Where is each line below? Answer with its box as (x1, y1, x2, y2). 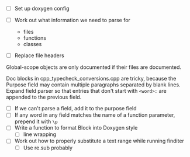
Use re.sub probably (23, 144, 73, 151)
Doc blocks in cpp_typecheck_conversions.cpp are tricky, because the (6, 75, 177, 82)
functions (23, 34, 47, 41)
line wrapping (23, 131, 57, 138)
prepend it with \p (14, 118, 58, 125)
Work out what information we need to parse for (14, 17, 130, 24)
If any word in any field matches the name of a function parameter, (14, 111, 175, 118)
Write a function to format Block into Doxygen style (14, 124, 138, 131)
